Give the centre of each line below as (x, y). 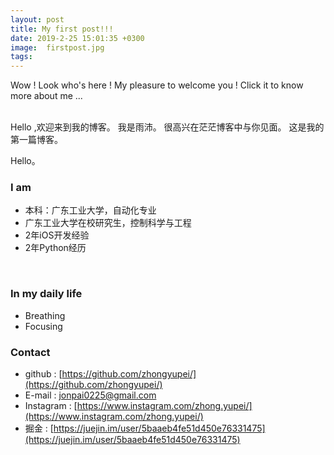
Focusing (43, 326)
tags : (21, 57)
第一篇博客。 (36, 140)
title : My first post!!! (62, 29)
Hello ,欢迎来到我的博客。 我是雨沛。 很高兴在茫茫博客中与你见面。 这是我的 (167, 127)
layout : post (37, 19)
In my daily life (46, 294)
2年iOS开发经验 (57, 235)
